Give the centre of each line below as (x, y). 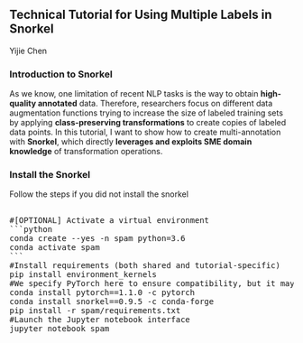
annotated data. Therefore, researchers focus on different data (155, 104)
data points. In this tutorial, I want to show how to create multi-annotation (145, 132)
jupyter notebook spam (60, 329)
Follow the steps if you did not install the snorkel (99, 194)
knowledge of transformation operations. (86, 152)
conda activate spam (55, 248)
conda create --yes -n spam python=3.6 (97, 239)
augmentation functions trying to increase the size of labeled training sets (147, 113)
